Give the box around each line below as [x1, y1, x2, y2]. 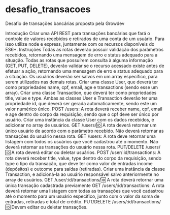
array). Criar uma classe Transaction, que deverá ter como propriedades [5, 89, 157, 96]
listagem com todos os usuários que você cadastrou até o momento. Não [5, 138, 159, 144]
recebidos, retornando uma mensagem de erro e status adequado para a [5, 52, 158, 58]
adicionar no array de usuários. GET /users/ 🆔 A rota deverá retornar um [5, 122, 157, 128]
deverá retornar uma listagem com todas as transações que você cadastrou [5, 188, 164, 194]
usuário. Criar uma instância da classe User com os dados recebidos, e [5, 116, 154, 122]
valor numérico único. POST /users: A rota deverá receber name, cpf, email [5, 106, 162, 112]
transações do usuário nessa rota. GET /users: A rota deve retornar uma [5, 133, 156, 139]
